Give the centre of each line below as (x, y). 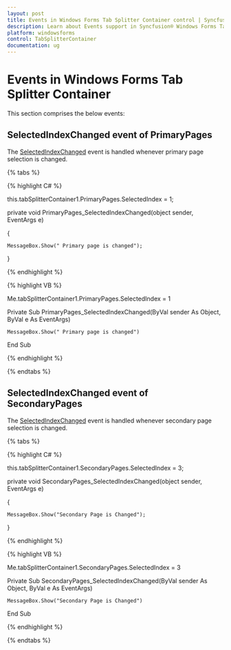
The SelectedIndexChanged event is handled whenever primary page (106, 152)
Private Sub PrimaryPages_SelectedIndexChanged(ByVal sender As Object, (114, 312)
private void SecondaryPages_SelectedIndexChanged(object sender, (105, 481)
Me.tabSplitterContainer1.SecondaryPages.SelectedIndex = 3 (94, 567)
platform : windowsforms (41, 33)
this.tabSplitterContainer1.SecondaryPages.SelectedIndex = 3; (96, 468)
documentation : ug (33, 45)
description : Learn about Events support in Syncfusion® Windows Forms (112, 26)
